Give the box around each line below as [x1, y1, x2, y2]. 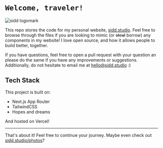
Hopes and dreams [12, 109, 50, 115]
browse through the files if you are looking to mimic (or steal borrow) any [5, 32, 151, 38]
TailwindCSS [12, 103, 38, 110]
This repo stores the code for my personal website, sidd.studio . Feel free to [5, 27, 155, 33]
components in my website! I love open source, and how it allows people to [5, 37, 155, 43]
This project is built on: [5, 89, 51, 95]
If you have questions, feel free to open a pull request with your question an [5, 52, 156, 58]
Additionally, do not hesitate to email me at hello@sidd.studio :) [5, 62, 131, 68]
